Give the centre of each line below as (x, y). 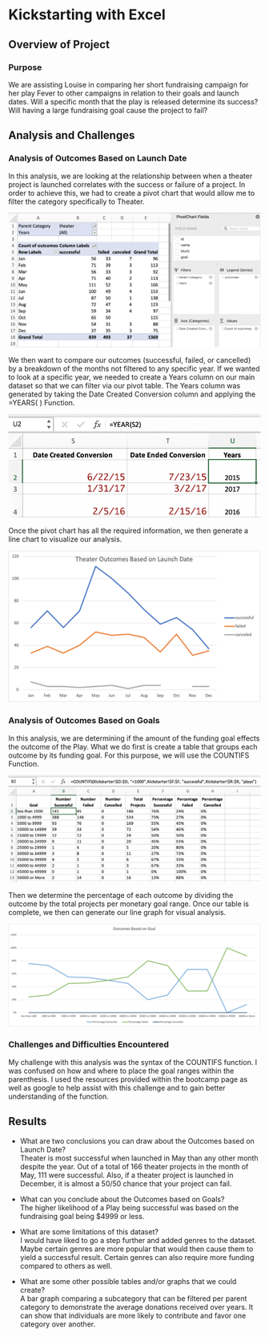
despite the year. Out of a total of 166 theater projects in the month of (134, 1166)
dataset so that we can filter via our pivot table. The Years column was (124, 385)
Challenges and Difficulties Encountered (89, 1045)
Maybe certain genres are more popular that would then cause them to (137, 1249)
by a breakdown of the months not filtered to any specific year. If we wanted (134, 368)
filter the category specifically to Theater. (76, 201)
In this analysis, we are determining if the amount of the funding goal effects (134, 738)
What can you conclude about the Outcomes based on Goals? (122, 1199)
